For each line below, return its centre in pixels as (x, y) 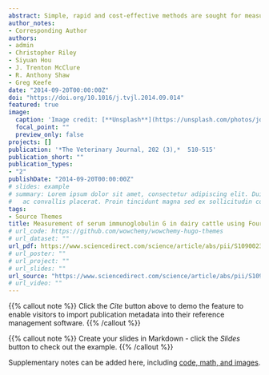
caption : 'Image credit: (57, 120)
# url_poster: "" (37, 253)
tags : (17, 209)
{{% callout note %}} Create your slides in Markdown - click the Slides (124, 339)
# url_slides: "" (37, 269)
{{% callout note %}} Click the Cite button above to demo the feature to (126, 306)
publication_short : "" (46, 157)
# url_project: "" (39, 261)
